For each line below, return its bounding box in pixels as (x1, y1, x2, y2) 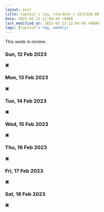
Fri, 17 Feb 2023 (5, 167, 43, 174)
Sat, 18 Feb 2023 (5, 191, 45, 197)
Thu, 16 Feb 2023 (5, 144, 47, 151)
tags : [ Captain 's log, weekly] (5, 25, 69, 30)
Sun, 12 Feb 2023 (5, 51, 47, 58)
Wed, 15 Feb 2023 (5, 121, 49, 127)
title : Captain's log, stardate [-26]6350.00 (5, 12, 99, 17)
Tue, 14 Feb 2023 (5, 97, 47, 104)
